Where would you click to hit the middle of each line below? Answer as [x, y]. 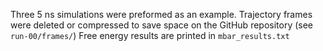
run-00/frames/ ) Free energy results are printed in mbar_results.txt [150, 35]
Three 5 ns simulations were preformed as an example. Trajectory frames [161, 14]
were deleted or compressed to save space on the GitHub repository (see [162, 25]
